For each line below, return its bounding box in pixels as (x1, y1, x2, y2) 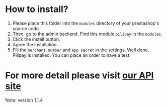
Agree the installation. (12, 41, 58, 47)
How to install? (5, 4, 69, 15)
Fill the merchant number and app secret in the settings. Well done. (12, 47, 149, 53)
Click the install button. (12, 36, 60, 42)
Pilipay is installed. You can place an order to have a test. (12, 52, 131, 58)
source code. (12, 25, 40, 31)
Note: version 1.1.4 (5, 97, 43, 103)
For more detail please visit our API (5, 70, 154, 81)
